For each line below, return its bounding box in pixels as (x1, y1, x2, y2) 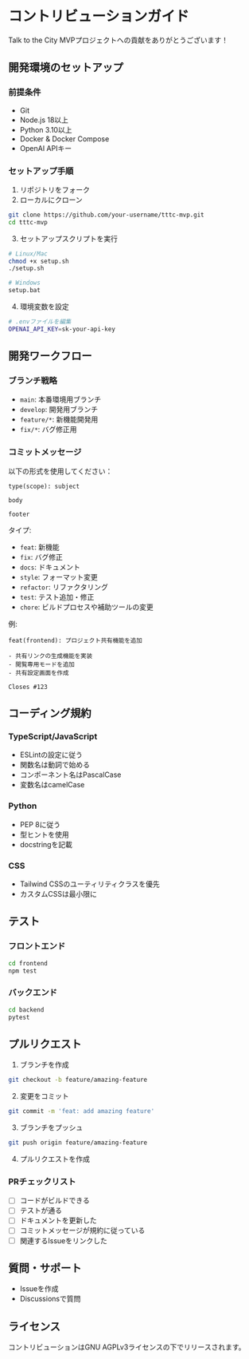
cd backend (8, 1005, 45, 1014)
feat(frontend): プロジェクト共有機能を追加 (8, 636, 143, 644)
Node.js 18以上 (19, 115, 69, 125)
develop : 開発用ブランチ (19, 405, 98, 414)
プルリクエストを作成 (19, 1154, 90, 1163)
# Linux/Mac (8, 249, 48, 258)
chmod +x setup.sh (8, 257, 69, 265)
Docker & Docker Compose (19, 133, 110, 144)
